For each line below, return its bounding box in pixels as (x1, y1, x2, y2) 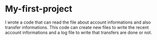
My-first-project (5, 3, 72, 14)
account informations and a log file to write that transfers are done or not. (5, 29, 152, 35)
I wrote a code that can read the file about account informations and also (5, 19, 151, 25)
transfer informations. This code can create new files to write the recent (5, 24, 149, 30)
